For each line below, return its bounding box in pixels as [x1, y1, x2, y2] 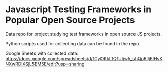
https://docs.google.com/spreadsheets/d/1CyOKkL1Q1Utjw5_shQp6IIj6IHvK [5, 55, 163, 61]
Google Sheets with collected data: [5, 50, 79, 56]
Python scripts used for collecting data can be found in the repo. [5, 40, 141, 46]
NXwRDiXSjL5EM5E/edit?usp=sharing [5, 61, 85, 67]
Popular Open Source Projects [5, 14, 135, 26]
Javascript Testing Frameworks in [5, 4, 152, 15]
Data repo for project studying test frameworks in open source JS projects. [5, 31, 162, 37]
